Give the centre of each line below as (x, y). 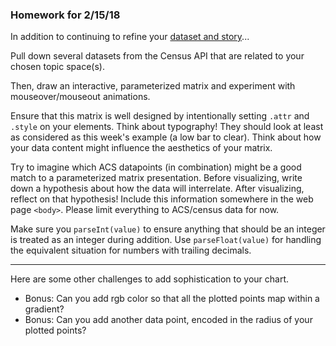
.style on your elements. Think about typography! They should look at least (167, 127)
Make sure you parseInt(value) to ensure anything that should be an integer (168, 229)
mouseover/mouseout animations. (80, 97)
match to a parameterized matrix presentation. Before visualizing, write (156, 178)
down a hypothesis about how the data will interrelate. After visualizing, (157, 189)
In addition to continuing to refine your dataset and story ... (130, 37)
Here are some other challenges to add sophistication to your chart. (150, 279)
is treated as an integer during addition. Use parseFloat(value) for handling (166, 240)
